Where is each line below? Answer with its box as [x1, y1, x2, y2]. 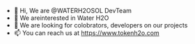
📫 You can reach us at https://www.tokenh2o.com [13, 29, 159, 37]
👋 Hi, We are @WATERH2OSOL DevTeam [13, 7, 132, 14]
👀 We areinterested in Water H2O [13, 14, 109, 22]
